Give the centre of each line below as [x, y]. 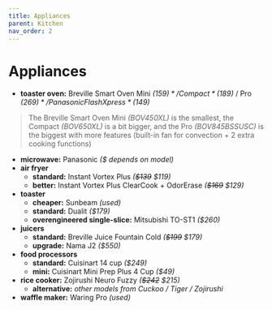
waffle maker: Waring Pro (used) [76, 298]
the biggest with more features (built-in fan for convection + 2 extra [141, 136]
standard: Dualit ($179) [71, 211]
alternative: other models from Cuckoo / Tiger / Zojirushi [127, 289]
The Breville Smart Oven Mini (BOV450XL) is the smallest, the [131, 118]
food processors [49, 254]
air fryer [34, 168]
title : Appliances [39, 16]
